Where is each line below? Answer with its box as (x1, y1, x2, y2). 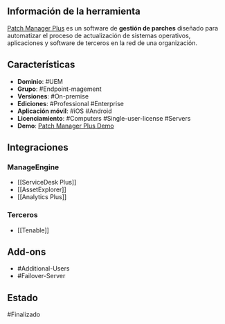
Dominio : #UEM (17, 77, 64, 85)
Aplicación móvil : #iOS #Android (17, 107, 112, 115)
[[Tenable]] (17, 225, 50, 235)
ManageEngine (7, 162, 60, 172)
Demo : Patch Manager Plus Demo (17, 121, 114, 130)
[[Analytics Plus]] (17, 193, 67, 201)
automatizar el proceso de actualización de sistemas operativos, (7, 31, 191, 40)
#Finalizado (7, 310, 40, 318)
